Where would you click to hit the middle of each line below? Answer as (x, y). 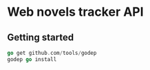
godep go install (32, 59)
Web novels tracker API (75, 12)
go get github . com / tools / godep (52, 53)
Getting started (41, 37)
